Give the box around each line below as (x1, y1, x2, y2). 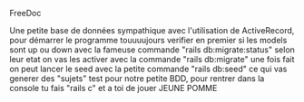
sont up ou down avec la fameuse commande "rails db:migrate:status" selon (9, 44, 295, 55)
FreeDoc (9, 8, 42, 18)
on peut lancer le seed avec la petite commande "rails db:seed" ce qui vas (9, 63, 288, 74)
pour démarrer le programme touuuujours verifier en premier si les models (9, 35, 288, 45)
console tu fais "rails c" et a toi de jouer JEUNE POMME (9, 83, 218, 93)
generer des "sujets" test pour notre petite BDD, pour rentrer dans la (9, 73, 265, 84)
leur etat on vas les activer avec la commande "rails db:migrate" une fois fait (9, 54, 295, 64)
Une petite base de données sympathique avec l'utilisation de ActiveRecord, (9, 25, 295, 35)
